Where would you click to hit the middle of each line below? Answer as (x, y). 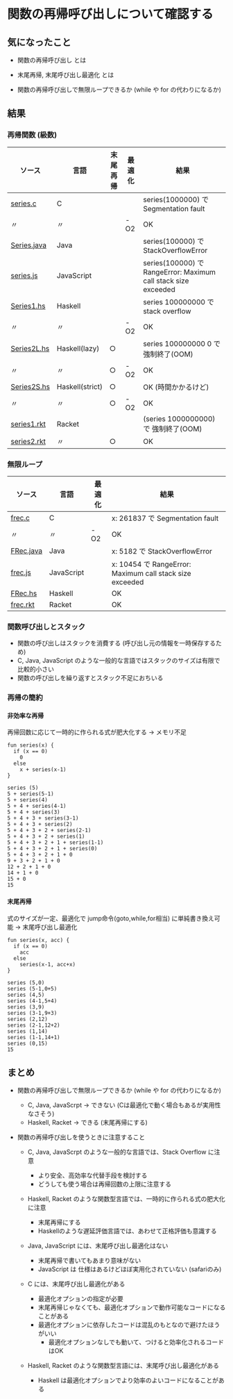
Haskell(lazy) (78, 348)
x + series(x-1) (43, 770)
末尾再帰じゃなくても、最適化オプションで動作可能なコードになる (132, 1307)
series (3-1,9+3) (32, 1013)
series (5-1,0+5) (32, 988)
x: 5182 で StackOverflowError (162, 551)
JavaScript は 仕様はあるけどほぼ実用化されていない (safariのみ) (130, 1269)
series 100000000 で (179, 301)
